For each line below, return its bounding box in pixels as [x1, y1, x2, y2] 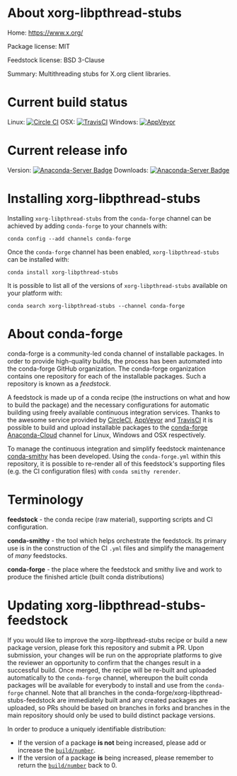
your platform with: [7, 289, 63, 297]
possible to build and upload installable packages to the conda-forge [7, 423, 208, 432]
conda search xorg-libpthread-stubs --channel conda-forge [7, 302, 185, 309]
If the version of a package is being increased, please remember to [17, 753, 214, 762]
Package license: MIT [7, 42, 71, 50]
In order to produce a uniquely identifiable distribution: [7, 724, 166, 733]
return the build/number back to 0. [17, 760, 117, 769]
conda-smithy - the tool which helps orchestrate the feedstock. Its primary [7, 536, 227, 545]
